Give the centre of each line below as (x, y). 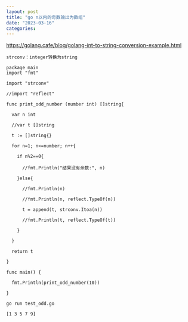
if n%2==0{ (30, 157)
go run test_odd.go (30, 304)
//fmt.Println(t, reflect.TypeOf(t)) (69, 220)
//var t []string (33, 125)
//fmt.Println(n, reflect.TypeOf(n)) (69, 199)
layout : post (22, 12)
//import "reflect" (30, 94)
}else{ (25, 179)
